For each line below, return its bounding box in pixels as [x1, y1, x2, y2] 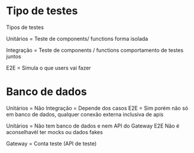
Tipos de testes [6, 24, 44, 31]
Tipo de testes [6, 4, 78, 18]
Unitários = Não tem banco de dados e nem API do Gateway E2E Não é [6, 122, 180, 129]
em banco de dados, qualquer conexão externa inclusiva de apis [6, 110, 164, 118]
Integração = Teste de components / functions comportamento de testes [6, 46, 184, 54]
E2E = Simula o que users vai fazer [6, 64, 92, 71]
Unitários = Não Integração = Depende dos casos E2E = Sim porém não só [6, 105, 188, 112]
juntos [6, 53, 22, 60]
